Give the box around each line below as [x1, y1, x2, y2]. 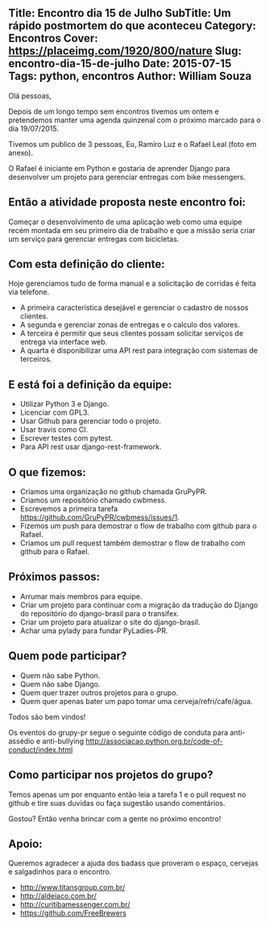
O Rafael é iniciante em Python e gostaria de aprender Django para [8, 163, 231, 173]
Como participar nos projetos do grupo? [8, 768, 213, 782]
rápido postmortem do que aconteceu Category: [8, 19, 256, 33]
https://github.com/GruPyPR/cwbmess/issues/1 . [19, 512, 180, 523]
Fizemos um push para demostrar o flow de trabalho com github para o [19, 521, 258, 531]
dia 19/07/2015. [8, 123, 59, 133]
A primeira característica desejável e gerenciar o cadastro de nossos [19, 302, 249, 313]
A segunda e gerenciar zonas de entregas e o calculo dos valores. [19, 320, 240, 330]
